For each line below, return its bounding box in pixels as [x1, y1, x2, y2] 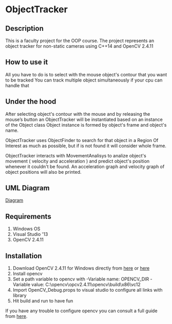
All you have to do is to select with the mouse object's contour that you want [5, 71, 167, 77]
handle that [5, 82, 29, 88]
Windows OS [12, 226, 41, 232]
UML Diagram [5, 184, 50, 193]
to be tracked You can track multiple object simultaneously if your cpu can [5, 77, 163, 83]
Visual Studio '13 [12, 231, 48, 237]
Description [5, 24, 44, 33]
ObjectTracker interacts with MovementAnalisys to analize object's [5, 152, 146, 158]
